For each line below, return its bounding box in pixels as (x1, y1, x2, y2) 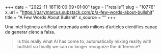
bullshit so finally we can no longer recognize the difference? (17, 44, 141, 49)
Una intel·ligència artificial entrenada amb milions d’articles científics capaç (5, 24, 158, 30)
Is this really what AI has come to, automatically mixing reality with (17, 38, 152, 44)
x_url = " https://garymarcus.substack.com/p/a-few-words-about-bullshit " (5, 9, 155, 15)
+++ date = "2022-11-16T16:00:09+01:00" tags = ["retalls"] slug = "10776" (5, 4, 156, 10)
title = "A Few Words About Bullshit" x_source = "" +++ (5, 15, 116, 20)
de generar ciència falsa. (5, 29, 55, 35)
